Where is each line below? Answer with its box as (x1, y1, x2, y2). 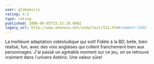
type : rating (5, 16, 32, 21)
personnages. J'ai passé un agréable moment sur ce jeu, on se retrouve (5, 49, 149, 55)
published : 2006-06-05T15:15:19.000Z (5, 21, 82, 26)
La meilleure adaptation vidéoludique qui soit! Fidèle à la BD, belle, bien (5, 39, 148, 44)
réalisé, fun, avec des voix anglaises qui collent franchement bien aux (5, 44, 145, 50)
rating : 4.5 (5, 12, 29, 17)
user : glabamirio (5, 7, 40, 12)
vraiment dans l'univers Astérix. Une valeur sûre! (5, 54, 103, 60)
